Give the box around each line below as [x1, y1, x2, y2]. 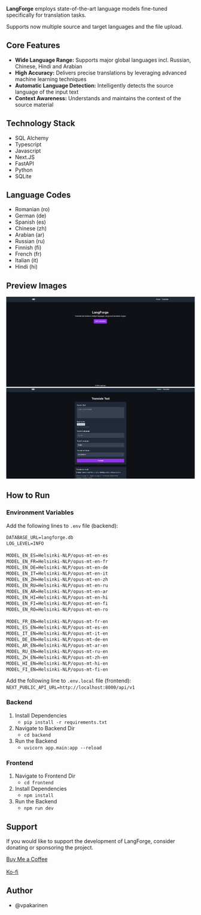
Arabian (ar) [14, 231, 45, 239]
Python [14, 166, 33, 173]
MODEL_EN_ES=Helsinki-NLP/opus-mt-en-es [6, 552, 109, 559]
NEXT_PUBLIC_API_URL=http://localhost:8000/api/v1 [6, 684, 135, 691]
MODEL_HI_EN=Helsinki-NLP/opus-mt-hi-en [6, 660, 109, 667]
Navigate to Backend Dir [14, 724, 75, 731]
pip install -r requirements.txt [23, 719, 108, 725]
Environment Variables [6, 508, 74, 517]
